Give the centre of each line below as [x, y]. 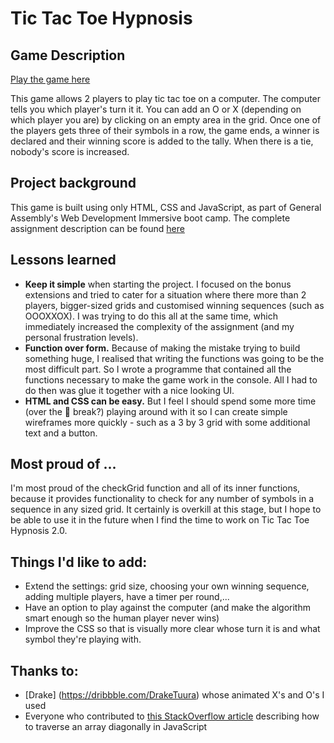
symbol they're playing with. [83, 639]
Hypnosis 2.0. [39, 531]
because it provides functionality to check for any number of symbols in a [162, 499]
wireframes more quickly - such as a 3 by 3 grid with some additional [167, 422]
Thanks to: [44, 670]
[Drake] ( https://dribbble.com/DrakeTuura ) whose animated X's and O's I [174, 695]
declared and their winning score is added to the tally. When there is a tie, [162, 141]
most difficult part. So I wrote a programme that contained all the [158, 369]
